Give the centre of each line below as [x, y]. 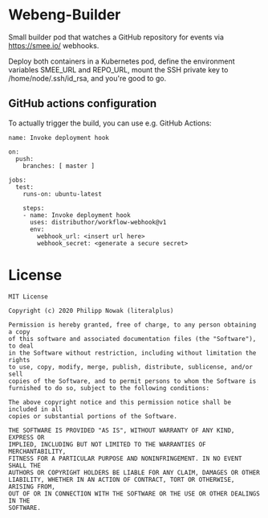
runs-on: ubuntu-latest [63, 194]
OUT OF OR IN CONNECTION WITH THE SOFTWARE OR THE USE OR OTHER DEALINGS [134, 493]
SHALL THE [25, 465]
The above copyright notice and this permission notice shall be [120, 402]
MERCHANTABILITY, [37, 451]
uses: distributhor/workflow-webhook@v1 [98, 222]
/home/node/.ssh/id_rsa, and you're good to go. [87, 78]
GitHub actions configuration [83, 103]
